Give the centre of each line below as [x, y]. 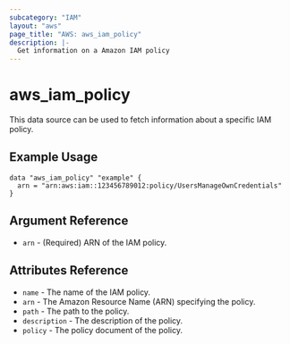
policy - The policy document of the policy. [102, 330]
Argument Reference [69, 221]
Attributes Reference [69, 270]
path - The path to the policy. [76, 311]
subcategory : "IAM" [46, 17]
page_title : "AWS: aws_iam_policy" [76, 34]
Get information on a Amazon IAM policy [94, 51]
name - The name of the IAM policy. [86, 292]
